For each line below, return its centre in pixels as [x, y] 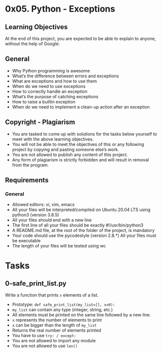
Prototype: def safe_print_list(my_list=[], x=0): [63, 304]
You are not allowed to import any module [54, 341]
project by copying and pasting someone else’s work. [65, 149]
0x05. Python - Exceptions [60, 9]
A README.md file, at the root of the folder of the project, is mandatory [83, 230]
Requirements [27, 180]
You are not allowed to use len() [45, 346]
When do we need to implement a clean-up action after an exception [81, 107]
